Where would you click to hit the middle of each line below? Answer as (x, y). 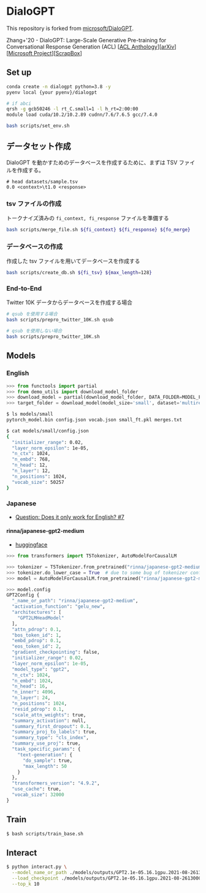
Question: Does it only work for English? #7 (70, 517)
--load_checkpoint (36, 878)
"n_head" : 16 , (30, 686)
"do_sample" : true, (47, 761)
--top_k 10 (26, 884)
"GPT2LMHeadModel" (41, 618)
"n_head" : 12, (30, 465)
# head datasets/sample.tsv (42, 182)
